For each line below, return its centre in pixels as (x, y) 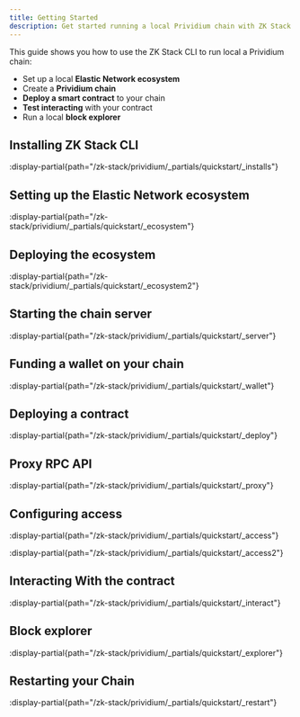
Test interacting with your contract (87, 107)
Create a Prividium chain (69, 88)
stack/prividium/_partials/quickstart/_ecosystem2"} (104, 285)
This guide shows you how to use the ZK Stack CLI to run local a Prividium (147, 51)
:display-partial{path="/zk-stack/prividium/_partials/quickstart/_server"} (143, 336)
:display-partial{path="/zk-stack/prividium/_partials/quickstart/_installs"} (144, 166)
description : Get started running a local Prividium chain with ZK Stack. (152, 26)
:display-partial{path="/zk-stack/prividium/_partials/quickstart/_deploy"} (144, 435)
